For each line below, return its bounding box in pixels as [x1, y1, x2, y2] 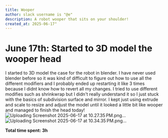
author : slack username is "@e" [5, 12, 73, 17]
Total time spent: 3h [5, 127, 48, 133]
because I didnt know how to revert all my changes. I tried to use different [5, 86, 158, 92]
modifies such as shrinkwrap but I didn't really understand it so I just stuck [5, 91, 159, 97]
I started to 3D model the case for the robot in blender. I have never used [5, 70, 156, 76]
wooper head [5, 53, 62, 65]
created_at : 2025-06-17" [5, 21, 57, 26]
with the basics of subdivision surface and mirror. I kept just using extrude [5, 96, 158, 102]
